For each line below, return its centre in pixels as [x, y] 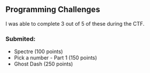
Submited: [20, 39]
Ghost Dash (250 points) [43, 64]
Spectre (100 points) [39, 51]
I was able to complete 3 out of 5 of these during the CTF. [75, 23]
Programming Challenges [53, 10]
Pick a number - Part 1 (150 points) [55, 58]
